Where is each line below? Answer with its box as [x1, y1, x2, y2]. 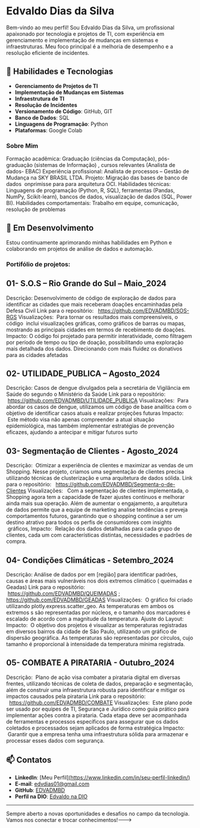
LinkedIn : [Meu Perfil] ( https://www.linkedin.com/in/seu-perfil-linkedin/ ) [14, 774, 190, 781]
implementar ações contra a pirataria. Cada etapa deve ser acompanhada [6, 711, 187, 719]
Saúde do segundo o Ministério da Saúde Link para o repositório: [6, 390, 165, 398]
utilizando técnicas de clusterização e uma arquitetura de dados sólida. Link [6, 475, 193, 482]
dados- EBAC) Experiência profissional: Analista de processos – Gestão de [6, 168, 189, 175]
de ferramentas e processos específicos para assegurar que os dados [6, 718, 179, 725]
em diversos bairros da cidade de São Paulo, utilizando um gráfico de [6, 628, 177, 635]
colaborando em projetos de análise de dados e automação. [6, 245, 154, 252]
